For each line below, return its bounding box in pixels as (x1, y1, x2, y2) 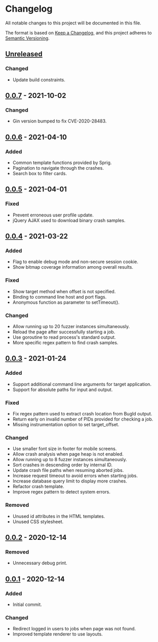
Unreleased (5, 50, 43, 58)
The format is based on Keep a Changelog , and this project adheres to (5, 29, 152, 36)
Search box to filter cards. (12, 171, 67, 176)
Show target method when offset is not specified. (12, 288, 116, 295)
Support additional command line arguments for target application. (12, 381, 152, 387)
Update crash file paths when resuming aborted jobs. (12, 467, 124, 473)
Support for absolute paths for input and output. (12, 387, 113, 393)
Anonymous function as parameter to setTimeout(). (12, 299, 120, 305)
